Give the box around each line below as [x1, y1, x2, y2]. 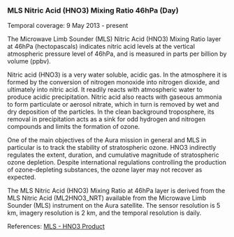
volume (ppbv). [7, 57, 51, 66]
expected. [7, 173, 36, 181]
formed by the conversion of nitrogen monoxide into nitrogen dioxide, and [7, 78, 220, 86]
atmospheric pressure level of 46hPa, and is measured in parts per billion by [7, 49, 227, 58]
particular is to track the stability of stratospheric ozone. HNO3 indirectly [7, 144, 217, 152]
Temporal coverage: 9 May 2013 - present [7, 22, 129, 30]
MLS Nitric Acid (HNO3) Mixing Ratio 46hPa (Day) [7, 6, 180, 15]
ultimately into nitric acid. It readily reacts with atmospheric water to [7, 86, 203, 94]
